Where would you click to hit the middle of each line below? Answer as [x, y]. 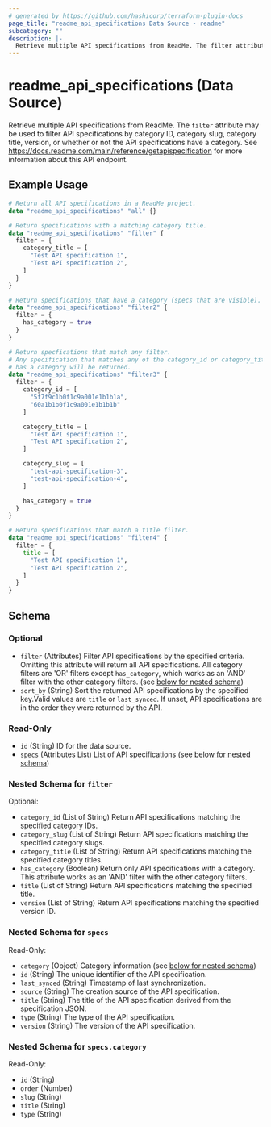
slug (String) [41, 1097]
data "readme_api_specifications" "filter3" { [88, 375]
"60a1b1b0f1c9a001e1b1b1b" [75, 404]
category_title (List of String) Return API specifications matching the [135, 851]
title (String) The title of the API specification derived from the [125, 1000]
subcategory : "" [35, 31]
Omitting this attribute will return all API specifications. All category [131, 664]
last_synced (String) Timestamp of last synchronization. [113, 983]
